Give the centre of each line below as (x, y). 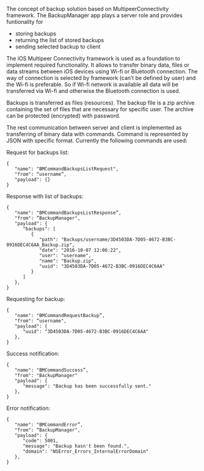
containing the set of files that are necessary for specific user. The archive (100, 109)
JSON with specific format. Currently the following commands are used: (97, 141)
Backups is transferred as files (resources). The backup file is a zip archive (100, 103)
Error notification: (28, 408)
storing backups (36, 34)
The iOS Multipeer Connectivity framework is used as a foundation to (93, 58)
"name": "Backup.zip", (68, 261)
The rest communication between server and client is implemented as (94, 127)
